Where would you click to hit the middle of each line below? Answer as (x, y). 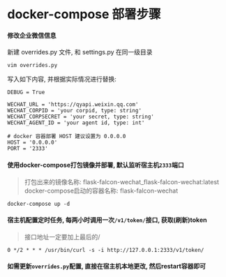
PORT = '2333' (28, 149)
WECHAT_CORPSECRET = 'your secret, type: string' (81, 117)
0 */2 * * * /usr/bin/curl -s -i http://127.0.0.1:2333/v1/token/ (106, 250)
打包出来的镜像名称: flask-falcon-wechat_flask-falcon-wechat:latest (122, 181)
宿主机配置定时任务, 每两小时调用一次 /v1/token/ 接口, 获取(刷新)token (107, 220)
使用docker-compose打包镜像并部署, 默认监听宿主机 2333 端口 (96, 165)
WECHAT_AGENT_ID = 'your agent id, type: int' (76, 123)
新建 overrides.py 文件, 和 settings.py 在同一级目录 (80, 52)
